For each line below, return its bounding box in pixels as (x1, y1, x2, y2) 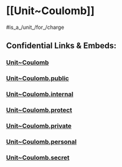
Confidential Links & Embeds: (6, 41, 117, 51)
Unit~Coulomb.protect (6, 106, 72, 114)
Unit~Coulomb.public (6, 74, 70, 83)
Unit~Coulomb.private (6, 122, 72, 130)
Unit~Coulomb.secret (6, 153, 70, 162)
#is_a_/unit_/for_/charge (6, 24, 65, 31)
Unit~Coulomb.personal (6, 137, 77, 146)
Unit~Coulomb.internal (6, 90, 74, 99)
